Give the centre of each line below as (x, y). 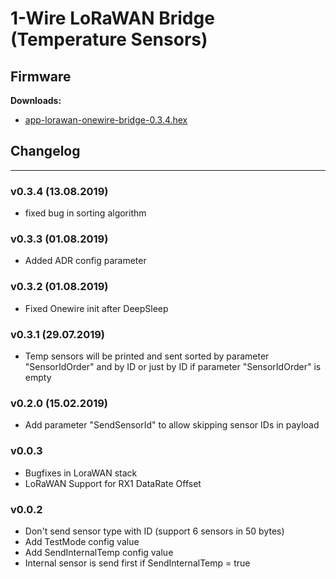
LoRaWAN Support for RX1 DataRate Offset (113, 483)
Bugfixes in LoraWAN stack (81, 473)
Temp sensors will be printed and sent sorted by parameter (147, 356)
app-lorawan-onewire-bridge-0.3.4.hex (106, 120)
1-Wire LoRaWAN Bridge (112, 18)
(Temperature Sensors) (109, 39)
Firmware (41, 76)
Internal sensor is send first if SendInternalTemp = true (137, 563)
